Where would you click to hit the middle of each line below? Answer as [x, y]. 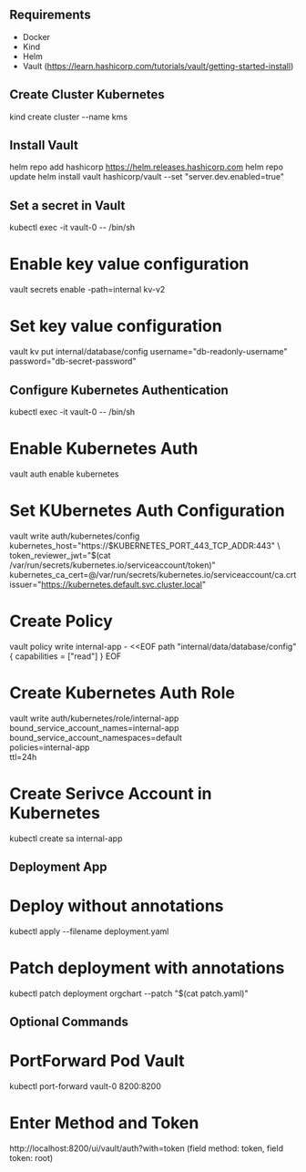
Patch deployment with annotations [147, 968]
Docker [36, 36]
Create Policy [61, 621]
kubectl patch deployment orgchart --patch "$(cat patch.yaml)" [129, 993]
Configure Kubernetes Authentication [119, 390]
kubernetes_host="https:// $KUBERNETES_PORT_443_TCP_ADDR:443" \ [145, 545]
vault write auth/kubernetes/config [75, 536]
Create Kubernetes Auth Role [122, 693]
